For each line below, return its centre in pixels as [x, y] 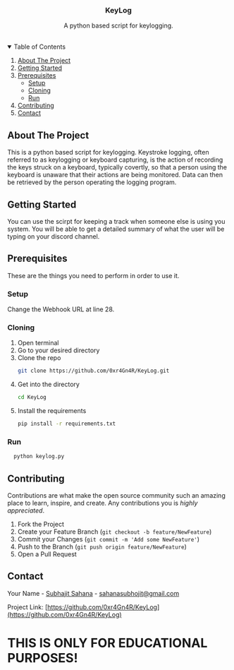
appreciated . [26, 510]
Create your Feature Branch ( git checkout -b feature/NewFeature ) [115, 532]
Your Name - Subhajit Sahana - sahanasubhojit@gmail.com [93, 593]
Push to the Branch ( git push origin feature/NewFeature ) [102, 546]
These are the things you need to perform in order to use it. [93, 275]
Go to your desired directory [58, 350]
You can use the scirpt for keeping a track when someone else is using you [116, 221]
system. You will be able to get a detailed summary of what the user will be [116, 229]
